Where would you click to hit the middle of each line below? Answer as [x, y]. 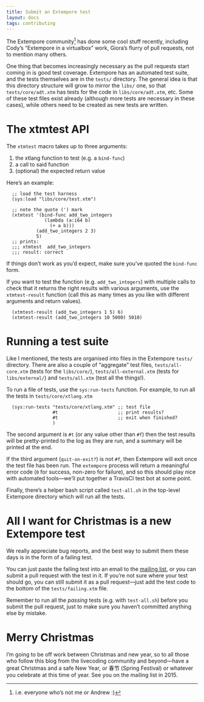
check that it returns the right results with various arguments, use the [93, 288]
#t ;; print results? [108, 412]
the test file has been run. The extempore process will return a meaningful [98, 465]
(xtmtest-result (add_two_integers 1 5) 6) [67, 312]
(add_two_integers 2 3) [66, 231]
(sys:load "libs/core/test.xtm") [54, 199]
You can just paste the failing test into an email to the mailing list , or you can [101, 569]
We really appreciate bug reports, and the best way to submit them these [98, 551]
